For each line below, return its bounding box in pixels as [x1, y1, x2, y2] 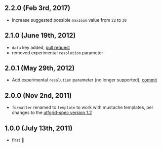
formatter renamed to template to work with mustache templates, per [11, 105, 154, 111]
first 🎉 [11, 137, 24, 143]
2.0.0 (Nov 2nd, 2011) [4, 91, 72, 100]
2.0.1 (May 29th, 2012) [4, 64, 75, 73]
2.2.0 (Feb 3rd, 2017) [4, 4, 71, 12]
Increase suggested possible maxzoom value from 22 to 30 [11, 17, 127, 23]
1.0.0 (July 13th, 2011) [4, 124, 73, 132]
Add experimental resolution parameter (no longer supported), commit [11, 77, 158, 83]
